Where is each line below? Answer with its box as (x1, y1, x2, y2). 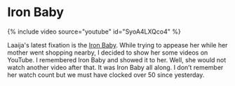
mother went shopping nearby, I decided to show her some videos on (7, 48, 208, 57)
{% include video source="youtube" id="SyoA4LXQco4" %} (7, 27, 181, 36)
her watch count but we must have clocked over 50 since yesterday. (7, 71, 205, 79)
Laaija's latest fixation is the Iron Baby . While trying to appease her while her (7, 41, 228, 49)
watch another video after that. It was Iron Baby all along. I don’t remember (7, 63, 224, 71)
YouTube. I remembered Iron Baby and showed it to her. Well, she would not (7, 55, 227, 64)
